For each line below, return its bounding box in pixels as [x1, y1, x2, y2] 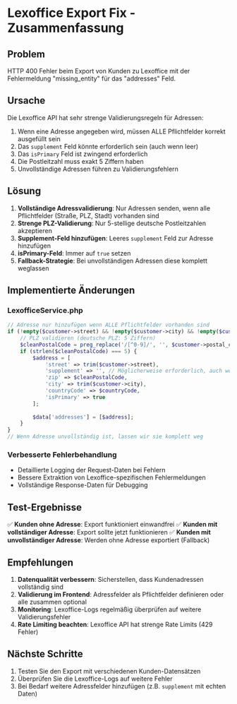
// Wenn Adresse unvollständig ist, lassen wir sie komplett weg [7, 433, 203, 441]
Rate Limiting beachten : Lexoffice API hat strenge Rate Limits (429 [17, 620, 213, 628]
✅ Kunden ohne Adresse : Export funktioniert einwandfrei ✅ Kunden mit [7, 520, 218, 529]
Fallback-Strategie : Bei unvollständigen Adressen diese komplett [17, 256, 208, 265]
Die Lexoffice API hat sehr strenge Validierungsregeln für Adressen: [7, 113, 204, 121]
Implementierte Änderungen [7, 285, 135, 297]
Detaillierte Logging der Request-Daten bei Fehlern [17, 466, 166, 475]
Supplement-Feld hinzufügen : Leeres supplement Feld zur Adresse [17, 234, 214, 242]
